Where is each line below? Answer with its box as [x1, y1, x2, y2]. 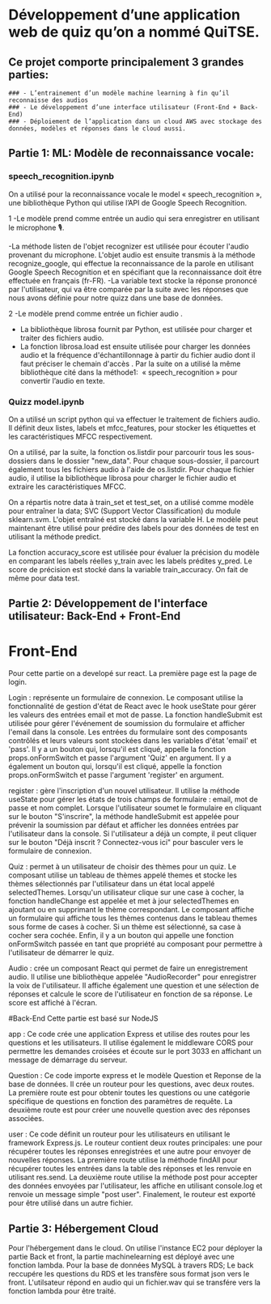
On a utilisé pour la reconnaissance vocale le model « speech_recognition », [8, 189, 263, 199]
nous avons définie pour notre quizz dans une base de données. [8, 293, 223, 303]
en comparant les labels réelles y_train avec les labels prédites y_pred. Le [8, 556, 252, 566]
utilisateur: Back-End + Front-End [8, 610, 181, 623]
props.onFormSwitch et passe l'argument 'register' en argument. [8, 771, 224, 780]
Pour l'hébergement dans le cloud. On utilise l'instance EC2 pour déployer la [8, 1243, 263, 1253]
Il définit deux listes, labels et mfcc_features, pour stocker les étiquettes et [8, 423, 256, 432]
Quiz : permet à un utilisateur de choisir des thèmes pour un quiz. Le [8, 862, 237, 872]
